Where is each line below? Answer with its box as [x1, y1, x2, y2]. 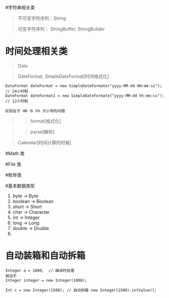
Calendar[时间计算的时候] [17, 139, 72, 146]
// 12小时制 [5, 98, 28, 104]
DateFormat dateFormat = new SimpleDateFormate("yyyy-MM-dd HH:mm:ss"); [5, 83, 162, 88]
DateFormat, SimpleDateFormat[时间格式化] [17, 73, 109, 79]
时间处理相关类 [5, 46, 68, 57]
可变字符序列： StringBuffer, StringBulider [17, 26, 105, 32]
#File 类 [5, 161, 22, 167]
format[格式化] [30, 118, 61, 124]
